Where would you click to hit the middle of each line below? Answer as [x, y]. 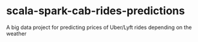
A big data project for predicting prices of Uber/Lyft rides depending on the [99, 27]
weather [16, 33]
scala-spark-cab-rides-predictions [95, 11]
